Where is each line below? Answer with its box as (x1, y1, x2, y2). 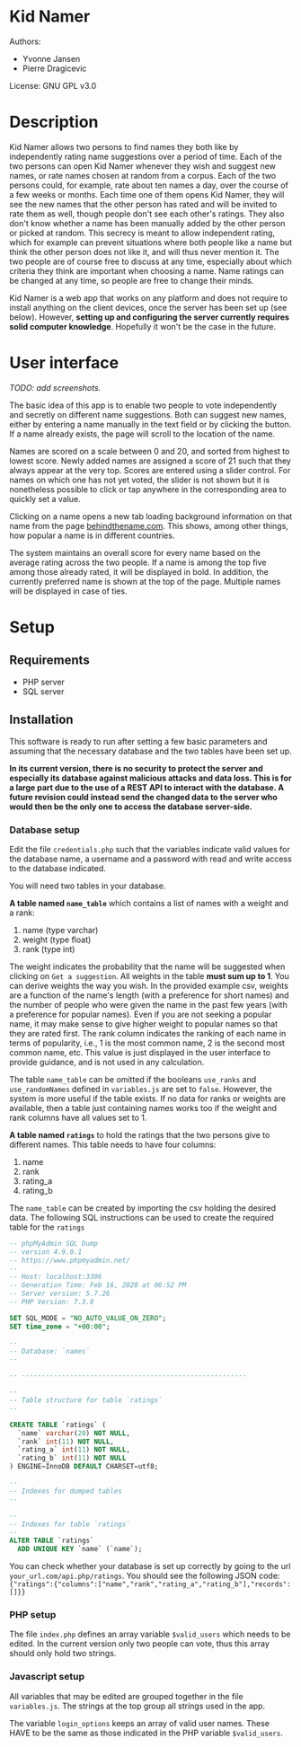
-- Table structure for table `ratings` (9, 1396, 164, 1405)
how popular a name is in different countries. (9, 530, 175, 541)
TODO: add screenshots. (9, 382, 102, 393)
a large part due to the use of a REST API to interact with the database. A (9, 781, 285, 792)
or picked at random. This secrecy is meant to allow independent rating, (9, 227, 276, 238)
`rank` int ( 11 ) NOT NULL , (17, 1437, 115, 1446)
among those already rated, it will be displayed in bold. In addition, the (9, 566, 270, 577)
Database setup (9, 824, 81, 836)
